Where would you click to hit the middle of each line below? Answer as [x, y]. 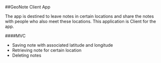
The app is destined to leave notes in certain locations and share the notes [80, 16]
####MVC [15, 36]
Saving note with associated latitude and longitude [62, 45]
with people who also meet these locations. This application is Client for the [80, 21]
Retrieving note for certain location [47, 50]
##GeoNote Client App [28, 7]
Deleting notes [27, 55]
